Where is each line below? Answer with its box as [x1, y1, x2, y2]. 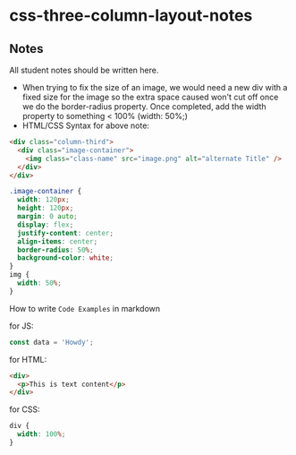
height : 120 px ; [17, 203, 74, 213]
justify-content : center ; [17, 228, 114, 237]
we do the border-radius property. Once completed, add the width [21, 101, 266, 112]
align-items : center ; [17, 236, 98, 246]
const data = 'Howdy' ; [9, 338, 94, 347]
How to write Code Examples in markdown [9, 303, 161, 313]
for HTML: [9, 354, 47, 365]
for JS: [9, 320, 34, 331]
